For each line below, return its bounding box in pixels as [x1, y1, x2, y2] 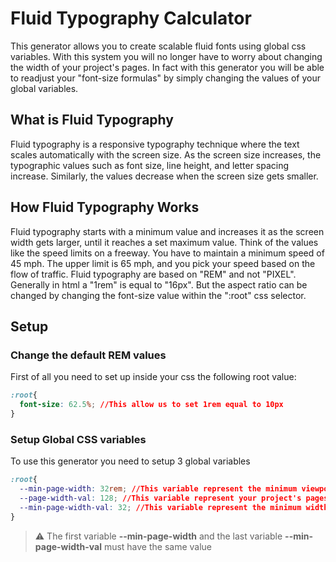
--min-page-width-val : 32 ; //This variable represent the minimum [19, 502, 302, 512]
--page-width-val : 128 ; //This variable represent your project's [19, 493, 302, 503]
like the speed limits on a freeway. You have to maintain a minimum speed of [10, 247, 325, 259]
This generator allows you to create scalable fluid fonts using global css [10, 40, 307, 52]
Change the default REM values [10, 348, 167, 362]
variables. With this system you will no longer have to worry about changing [10, 50, 323, 62]
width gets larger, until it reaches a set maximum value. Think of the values [10, 236, 319, 248]
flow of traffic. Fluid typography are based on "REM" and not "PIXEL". [10, 268, 297, 280]
